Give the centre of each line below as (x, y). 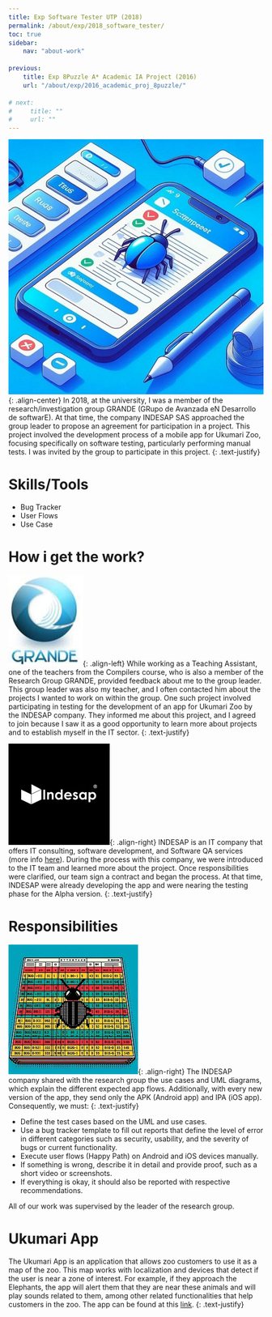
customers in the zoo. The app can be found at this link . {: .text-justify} (126, 1304)
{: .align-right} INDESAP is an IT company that (186, 842)
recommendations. (51, 1190)
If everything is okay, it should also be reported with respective (125, 1182)
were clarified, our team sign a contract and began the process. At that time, (136, 876)
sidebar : (23, 43)
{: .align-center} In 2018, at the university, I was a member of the (116, 400)
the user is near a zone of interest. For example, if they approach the (123, 1278)
